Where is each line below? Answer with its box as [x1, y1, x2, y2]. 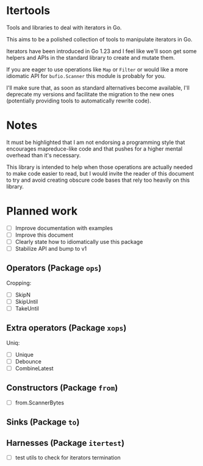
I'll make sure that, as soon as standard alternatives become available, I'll [6, 84, 190, 91]
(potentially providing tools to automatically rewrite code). [6, 97, 151, 104]
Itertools [6, 4, 51, 18]
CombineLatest [15, 365, 54, 372]
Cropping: [6, 279, 32, 287]
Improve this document [15, 231, 74, 238]
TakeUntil [15, 305, 40, 312]
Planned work [6, 204, 78, 218]
